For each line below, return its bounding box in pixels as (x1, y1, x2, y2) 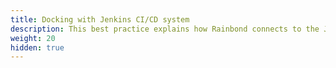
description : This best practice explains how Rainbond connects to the (10, 24, 320, 34)
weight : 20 (10, 33, 56, 43)
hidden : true (10, 42, 65, 53)
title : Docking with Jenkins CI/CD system (10, 14, 190, 25)
